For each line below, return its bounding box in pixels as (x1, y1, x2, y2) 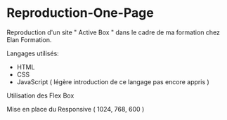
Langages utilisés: (6, 49, 59, 58)
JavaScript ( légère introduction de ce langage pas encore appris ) (16, 77, 210, 86)
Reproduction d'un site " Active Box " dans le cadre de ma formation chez (6, 28, 221, 36)
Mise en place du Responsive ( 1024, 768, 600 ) (6, 105, 145, 113)
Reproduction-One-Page (6, 5, 154, 21)
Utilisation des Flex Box (6, 91, 74, 100)
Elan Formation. (6, 35, 52, 44)
